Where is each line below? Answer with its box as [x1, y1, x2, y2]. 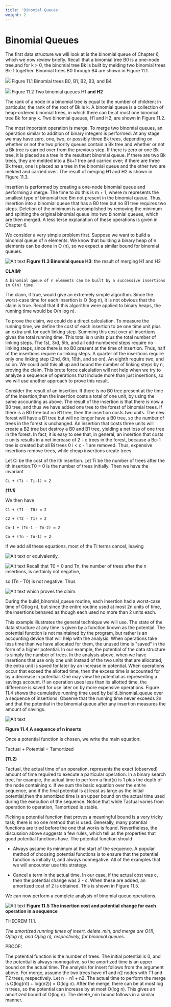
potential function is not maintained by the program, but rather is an [5, 630, 148, 636]
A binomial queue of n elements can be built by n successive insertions [5, 278, 166, 284]
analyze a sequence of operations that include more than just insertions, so [5, 372, 164, 378]
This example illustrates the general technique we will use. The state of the [5, 619, 163, 626]
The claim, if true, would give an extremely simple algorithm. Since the [5, 292, 153, 298]
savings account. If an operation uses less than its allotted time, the [5, 679, 147, 685]
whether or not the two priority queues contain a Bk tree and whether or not [5, 142, 165, 148]
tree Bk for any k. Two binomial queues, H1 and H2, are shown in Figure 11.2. [5, 115, 166, 121]
